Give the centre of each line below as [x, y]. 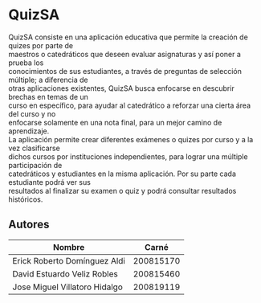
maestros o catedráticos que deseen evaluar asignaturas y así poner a [124, 54]
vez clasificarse [34, 148]
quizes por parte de [41, 45]
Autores [29, 225]
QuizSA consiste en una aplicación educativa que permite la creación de [128, 37]
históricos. [26, 199]
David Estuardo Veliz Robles [65, 273]
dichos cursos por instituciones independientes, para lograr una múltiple [128, 156]
